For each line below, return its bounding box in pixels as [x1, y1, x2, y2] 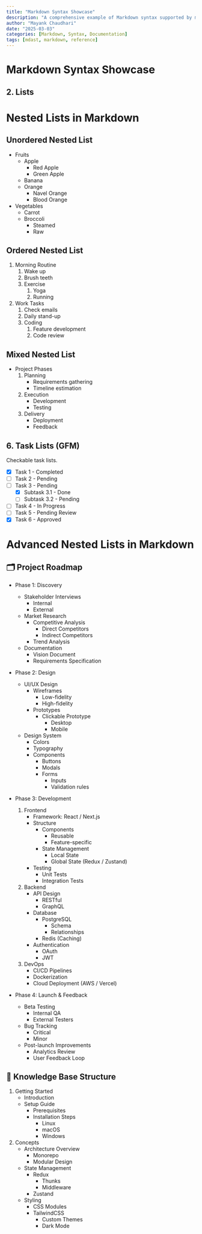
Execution [23, 391, 49, 398]
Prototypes [32, 706, 61, 713]
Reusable [50, 832, 74, 839]
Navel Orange [32, 189, 67, 197]
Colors [32, 738, 50, 745]
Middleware [41, 1184, 72, 1191]
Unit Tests [41, 870, 67, 878]
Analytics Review [32, 1048, 76, 1055]
